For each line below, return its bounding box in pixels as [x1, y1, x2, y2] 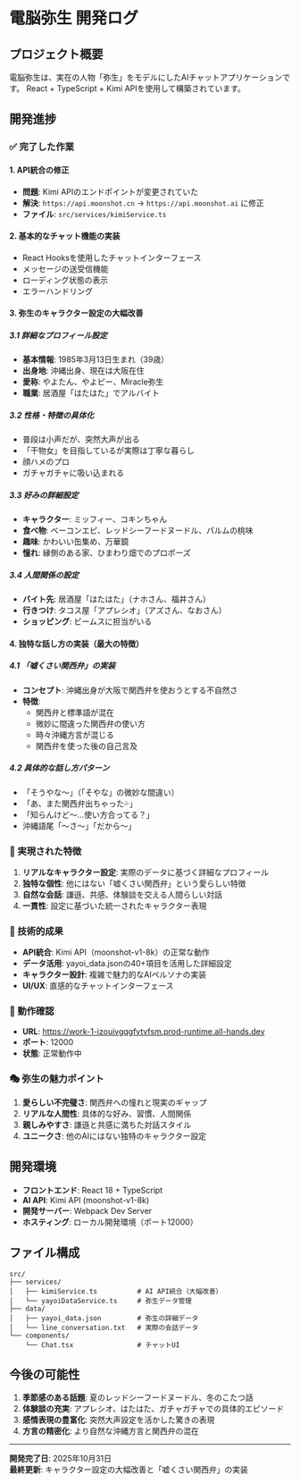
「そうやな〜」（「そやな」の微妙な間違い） [21, 787, 179, 797]
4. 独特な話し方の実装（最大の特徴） [9, 638, 145, 649]
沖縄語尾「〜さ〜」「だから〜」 [21, 820, 137, 831]
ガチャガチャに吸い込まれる [21, 468, 125, 478]
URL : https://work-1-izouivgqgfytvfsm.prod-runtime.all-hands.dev [21, 1025, 265, 1037]
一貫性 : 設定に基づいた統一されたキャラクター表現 [21, 900, 207, 912]
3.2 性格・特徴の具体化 [9, 409, 95, 420]
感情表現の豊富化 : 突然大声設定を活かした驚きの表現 [21, 1414, 215, 1426]
